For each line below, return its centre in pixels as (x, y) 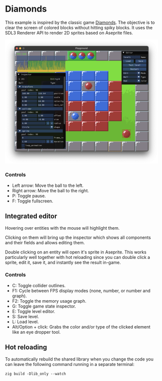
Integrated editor (31, 216)
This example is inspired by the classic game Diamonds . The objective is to (80, 22)
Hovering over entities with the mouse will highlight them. (62, 228)
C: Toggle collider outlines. (39, 285)
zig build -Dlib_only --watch (36, 374)
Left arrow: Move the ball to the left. (48, 185)
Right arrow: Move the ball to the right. (50, 190)
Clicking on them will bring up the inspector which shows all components (78, 237)
